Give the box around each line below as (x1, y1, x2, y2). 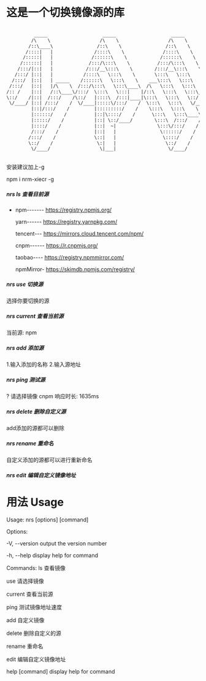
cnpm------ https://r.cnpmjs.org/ (15, 242, 98, 249)
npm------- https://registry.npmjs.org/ (15, 206, 112, 214)
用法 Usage (6, 495, 64, 509)
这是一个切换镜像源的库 (6, 6, 125, 20)
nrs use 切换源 (6, 280, 44, 288)
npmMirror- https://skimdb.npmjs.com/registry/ (15, 266, 135, 273)
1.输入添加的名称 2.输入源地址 (6, 361, 82, 368)
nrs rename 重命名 (6, 439, 54, 447)
